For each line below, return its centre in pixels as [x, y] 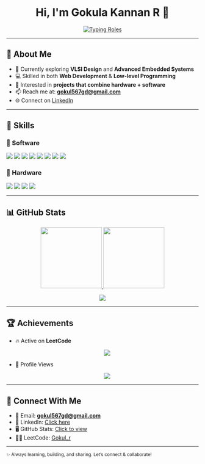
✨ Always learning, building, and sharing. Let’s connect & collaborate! [79, 455]
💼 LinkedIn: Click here [42, 422]
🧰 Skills [20, 125]
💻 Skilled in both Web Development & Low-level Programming [95, 76]
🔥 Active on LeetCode [43, 341]
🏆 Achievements [40, 323]
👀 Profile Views [34, 364]
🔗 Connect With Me [44, 401]
